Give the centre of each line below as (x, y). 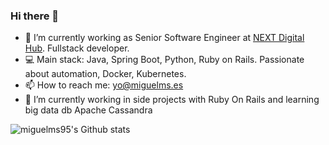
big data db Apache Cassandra (88, 110)
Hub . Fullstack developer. (77, 48)
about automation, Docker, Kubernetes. (105, 74)
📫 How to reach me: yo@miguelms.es (104, 85)
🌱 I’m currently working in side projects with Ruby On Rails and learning (172, 100)
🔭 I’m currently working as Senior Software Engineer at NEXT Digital (164, 38)
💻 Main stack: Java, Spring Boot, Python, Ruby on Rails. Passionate (164, 60)
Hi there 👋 (35, 16)
